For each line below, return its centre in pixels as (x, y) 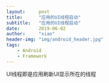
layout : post (28, 12)
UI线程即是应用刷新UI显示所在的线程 (51, 74)
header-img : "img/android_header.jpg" (55, 39)
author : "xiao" (31, 34)
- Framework (32, 56)
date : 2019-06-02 (36, 28)
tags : (13, 45)
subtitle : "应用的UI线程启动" (44, 23)
